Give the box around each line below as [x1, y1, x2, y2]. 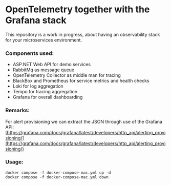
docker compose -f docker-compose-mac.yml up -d [5, 170, 111, 175]
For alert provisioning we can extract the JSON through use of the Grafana [5, 118, 163, 125]
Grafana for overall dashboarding [12, 94, 83, 100]
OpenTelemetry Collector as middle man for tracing [12, 72, 121, 78]
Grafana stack [5, 14, 67, 26]
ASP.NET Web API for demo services [12, 61, 91, 68]
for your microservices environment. [5, 37, 82, 43]
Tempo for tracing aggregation [12, 89, 78, 95]
